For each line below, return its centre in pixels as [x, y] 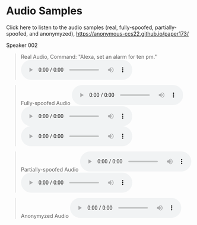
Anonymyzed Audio [45, 216]
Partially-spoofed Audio [50, 169]
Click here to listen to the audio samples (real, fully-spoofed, [80, 27]
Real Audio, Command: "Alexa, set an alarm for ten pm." [89, 56]
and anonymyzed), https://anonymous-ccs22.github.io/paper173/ [109, 33]
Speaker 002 [22, 45]
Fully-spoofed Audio [45, 103]
